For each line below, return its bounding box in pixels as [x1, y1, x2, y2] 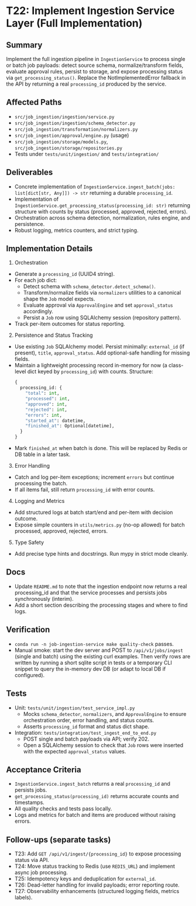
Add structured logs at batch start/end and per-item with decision [14, 509, 173, 516]
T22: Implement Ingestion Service [6, 4, 175, 18]
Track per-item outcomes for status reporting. [14, 320, 126, 327]
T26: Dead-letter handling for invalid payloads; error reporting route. [14, 881, 180, 888]
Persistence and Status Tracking [14, 332, 93, 339]
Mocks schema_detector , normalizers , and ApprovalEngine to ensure [23, 710, 187, 717]
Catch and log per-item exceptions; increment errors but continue [14, 474, 174, 481]
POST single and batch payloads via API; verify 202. [23, 735, 150, 742]
